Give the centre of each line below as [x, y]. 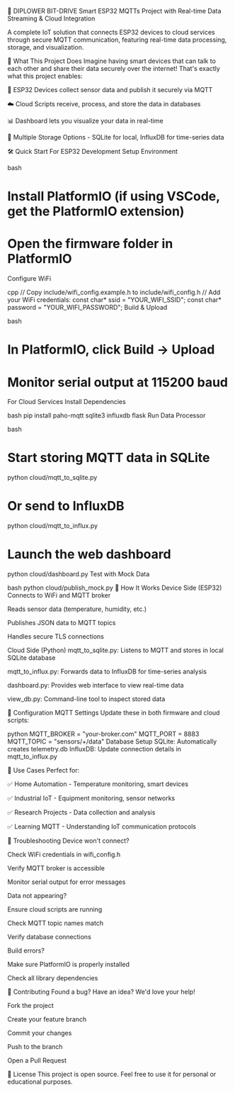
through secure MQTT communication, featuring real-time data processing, [117, 40]
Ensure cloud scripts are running [55, 909]
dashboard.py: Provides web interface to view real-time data [96, 685]
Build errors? [26, 951]
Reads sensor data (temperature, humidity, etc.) [77, 609]
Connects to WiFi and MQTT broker [59, 595]
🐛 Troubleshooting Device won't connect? [68, 841]
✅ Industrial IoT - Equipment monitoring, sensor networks [91, 798]
